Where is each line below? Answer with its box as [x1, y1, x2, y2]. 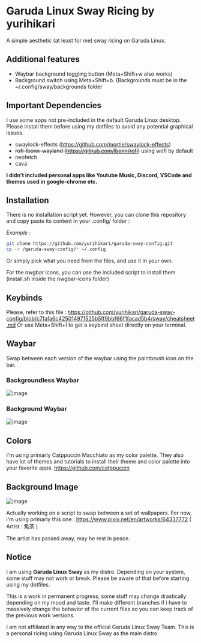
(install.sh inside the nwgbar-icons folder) [6, 275, 109, 283]
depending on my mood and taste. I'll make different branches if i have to [6, 599, 187, 606]
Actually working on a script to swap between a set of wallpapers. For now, [6, 509, 192, 516]
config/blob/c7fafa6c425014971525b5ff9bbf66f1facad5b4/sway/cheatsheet [6, 315, 195, 322]
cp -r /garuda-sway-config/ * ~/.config [6, 246, 106, 253]
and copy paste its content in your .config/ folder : [6, 217, 130, 225]
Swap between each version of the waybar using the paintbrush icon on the [6, 354, 194, 361]
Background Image [6, 481, 79, 492]
